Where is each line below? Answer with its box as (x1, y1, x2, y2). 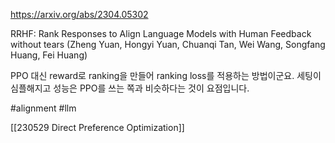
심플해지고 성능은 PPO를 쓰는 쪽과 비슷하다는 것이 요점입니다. (10, 82, 250, 94)
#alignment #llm (10, 102, 77, 114)
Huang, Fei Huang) (10, 49, 88, 61)
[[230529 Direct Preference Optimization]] (10, 122, 185, 133)
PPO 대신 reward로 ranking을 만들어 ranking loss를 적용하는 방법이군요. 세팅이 (10, 70, 322, 81)
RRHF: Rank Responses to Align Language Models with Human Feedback (10, 28, 312, 39)
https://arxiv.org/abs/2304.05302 (10, 9, 149, 20)
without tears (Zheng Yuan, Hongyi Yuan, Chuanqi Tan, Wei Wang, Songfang (10, 39, 326, 50)
